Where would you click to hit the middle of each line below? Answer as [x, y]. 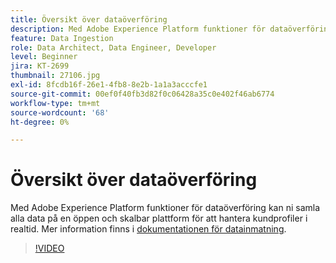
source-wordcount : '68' [60, 112]
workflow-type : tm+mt [55, 103]
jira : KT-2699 [40, 66]
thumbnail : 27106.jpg [55, 76]
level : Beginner [44, 57]
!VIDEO [49, 248]
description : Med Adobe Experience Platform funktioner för [138, 29]
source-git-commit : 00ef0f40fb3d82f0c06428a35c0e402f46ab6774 [142, 94]
